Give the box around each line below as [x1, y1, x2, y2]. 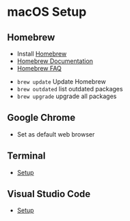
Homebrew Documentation [16, 57, 94, 65]
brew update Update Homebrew [16, 78, 106, 86]
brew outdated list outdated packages [16, 85, 123, 93]
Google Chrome [7, 112, 76, 124]
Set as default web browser [16, 130, 95, 138]
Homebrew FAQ [16, 65, 62, 72]
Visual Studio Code [7, 188, 91, 200]
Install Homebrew [16, 49, 67, 58]
